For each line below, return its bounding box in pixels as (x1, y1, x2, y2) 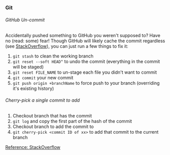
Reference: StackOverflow (5, 144, 61, 150)
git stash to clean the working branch (12, 53, 94, 59)
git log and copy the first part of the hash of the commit (12, 118, 132, 125)
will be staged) (12, 64, 44, 70)
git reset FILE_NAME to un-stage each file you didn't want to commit (12, 69, 157, 75)
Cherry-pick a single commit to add (5, 97, 80, 103)
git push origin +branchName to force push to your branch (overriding (12, 80, 160, 86)
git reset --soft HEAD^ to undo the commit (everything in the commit (12, 58, 160, 65)
